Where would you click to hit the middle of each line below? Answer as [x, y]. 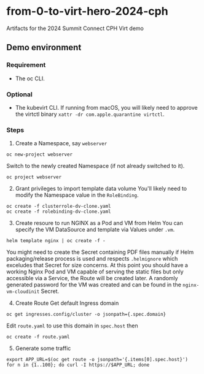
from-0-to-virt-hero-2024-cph [87, 11]
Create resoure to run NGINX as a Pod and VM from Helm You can [99, 223]
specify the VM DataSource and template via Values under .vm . [95, 230]
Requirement [26, 65]
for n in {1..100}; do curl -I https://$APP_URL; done [78, 365]
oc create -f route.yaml [38, 337]
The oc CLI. [30, 78]
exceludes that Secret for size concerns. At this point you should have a [97, 265]
